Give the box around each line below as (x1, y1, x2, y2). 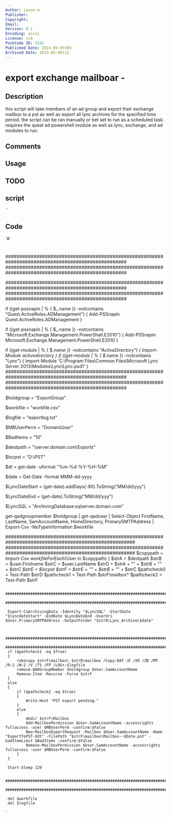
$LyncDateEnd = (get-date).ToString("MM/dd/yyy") (5, 493, 113, 499)
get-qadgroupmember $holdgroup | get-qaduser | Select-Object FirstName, (5, 513, 164, 519)
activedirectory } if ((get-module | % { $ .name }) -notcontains (22, 352, 152, 359)
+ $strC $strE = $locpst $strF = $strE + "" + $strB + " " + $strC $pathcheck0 (5, 566, 166, 573)
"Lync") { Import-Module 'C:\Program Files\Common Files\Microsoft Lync (5, 358, 159, 364)
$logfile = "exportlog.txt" (5, 414, 58, 420)
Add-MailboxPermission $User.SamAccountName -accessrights (25, 721, 154, 726)
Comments (5, 142, 41, 151)
